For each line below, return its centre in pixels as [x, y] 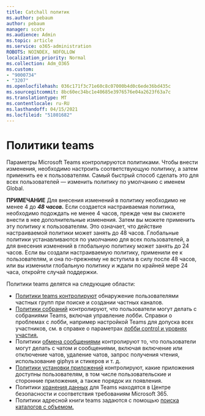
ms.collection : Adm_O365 [38, 63]
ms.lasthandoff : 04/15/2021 [42, 109]
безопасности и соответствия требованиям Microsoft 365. [91, 394]
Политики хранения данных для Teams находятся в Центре [93, 387]
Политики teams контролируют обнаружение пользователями [97, 296]
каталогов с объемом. [44, 407]
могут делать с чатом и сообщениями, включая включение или [99, 348]
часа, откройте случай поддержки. [52, 272]
